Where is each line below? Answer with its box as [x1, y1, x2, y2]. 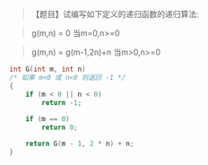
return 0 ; [41, 123, 78, 133]
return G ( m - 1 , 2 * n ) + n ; [25, 139, 134, 148]
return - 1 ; [41, 98, 82, 107]
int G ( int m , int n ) [9, 65, 87, 74]
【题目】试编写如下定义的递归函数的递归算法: [30, 9, 199, 19]
